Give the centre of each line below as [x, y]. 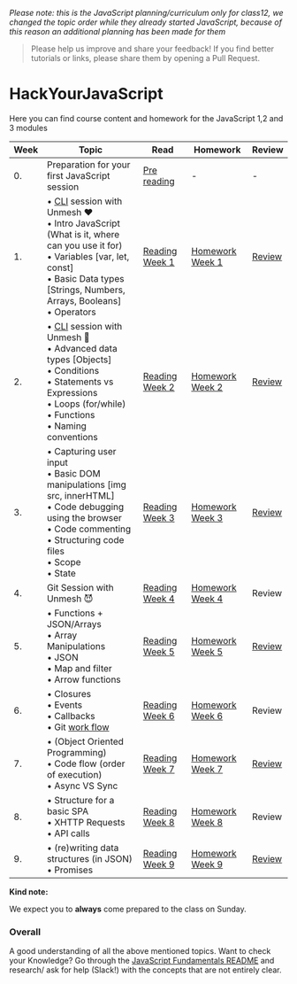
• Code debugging [86, 507]
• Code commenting [89, 529]
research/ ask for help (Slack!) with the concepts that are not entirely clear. [145, 970]
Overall [25, 932]
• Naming [67, 426]
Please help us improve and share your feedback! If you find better [152, 49]
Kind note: [29, 891]
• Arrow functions [84, 679]
